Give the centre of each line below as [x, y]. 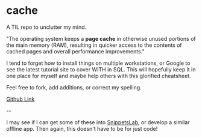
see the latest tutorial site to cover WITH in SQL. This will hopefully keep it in [101, 69]
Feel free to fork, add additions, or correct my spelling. [74, 87]
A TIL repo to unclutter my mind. [46, 27]
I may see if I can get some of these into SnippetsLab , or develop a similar [98, 122]
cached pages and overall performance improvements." [75, 51]
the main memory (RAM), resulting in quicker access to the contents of [94, 45]
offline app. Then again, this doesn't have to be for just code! [82, 128]
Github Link [21, 99]
